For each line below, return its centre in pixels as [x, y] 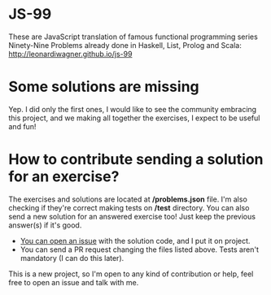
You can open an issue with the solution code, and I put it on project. [135, 241]
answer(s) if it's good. [45, 225]
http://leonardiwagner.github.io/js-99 [70, 54]
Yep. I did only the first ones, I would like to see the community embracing [133, 109]
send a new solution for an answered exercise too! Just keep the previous [132, 216]
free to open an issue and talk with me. [74, 282]
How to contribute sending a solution [136, 160]
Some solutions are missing [104, 87]
